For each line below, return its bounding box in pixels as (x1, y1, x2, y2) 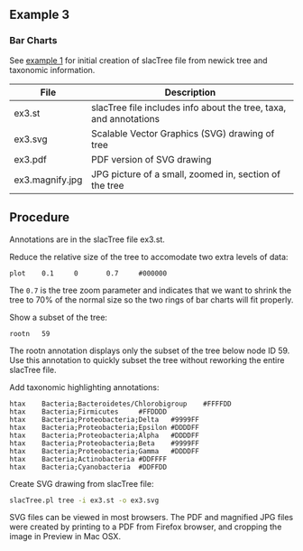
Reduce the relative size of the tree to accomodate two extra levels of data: (9, 251, 289, 262)
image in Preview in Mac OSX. (9, 531, 122, 542)
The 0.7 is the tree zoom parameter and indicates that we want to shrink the (9, 285, 291, 295)
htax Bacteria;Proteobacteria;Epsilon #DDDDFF (9, 423, 200, 432)
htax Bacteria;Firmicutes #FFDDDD (9, 406, 168, 416)
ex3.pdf (14, 153, 47, 165)
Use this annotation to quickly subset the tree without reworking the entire (9, 354, 285, 365)
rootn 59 (9, 329, 50, 338)
